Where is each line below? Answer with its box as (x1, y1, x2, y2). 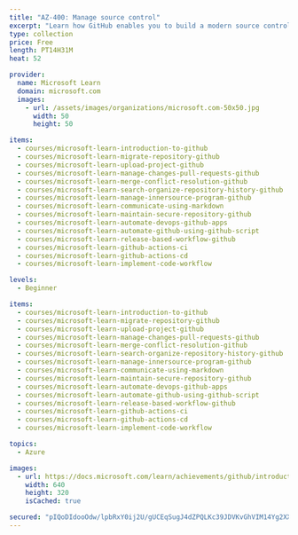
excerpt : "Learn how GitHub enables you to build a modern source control (9, 21, 292, 30)
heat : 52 (9, 54, 42, 63)
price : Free (9, 37, 53, 47)
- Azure (17, 447, 46, 457)
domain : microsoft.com (17, 86, 101, 96)
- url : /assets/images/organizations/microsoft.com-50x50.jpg (25, 103, 260, 112)
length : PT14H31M (9, 46, 74, 55)
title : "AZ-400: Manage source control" (9, 12, 161, 22)
